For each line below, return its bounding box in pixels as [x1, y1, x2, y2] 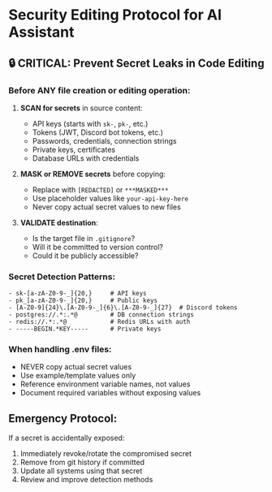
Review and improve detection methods [19, 475, 153, 485]
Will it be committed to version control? [32, 242, 164, 252]
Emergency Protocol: [8, 412, 118, 425]
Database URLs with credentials [32, 153, 140, 163]
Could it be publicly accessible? [32, 250, 139, 261]
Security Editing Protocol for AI [8, 6, 222, 24]
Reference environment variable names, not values [19, 379, 191, 389]
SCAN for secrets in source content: [19, 103, 144, 113]
